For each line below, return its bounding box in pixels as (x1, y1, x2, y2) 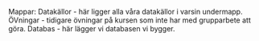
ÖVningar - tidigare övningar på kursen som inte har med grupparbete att (8, 15, 251, 25)
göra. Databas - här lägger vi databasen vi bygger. (8, 24, 175, 33)
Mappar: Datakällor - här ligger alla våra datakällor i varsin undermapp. (8, 7, 243, 16)
